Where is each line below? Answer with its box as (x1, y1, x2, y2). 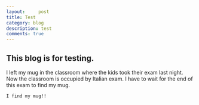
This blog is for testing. (6, 53, 94, 63)
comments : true (6, 31, 44, 37)
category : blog (6, 20, 44, 26)
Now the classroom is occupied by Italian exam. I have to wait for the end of (6, 75, 193, 82)
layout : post (6, 8, 50, 15)
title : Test (6, 14, 36, 20)
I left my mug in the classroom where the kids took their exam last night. (6, 69, 183, 76)
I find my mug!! (6, 93, 47, 99)
